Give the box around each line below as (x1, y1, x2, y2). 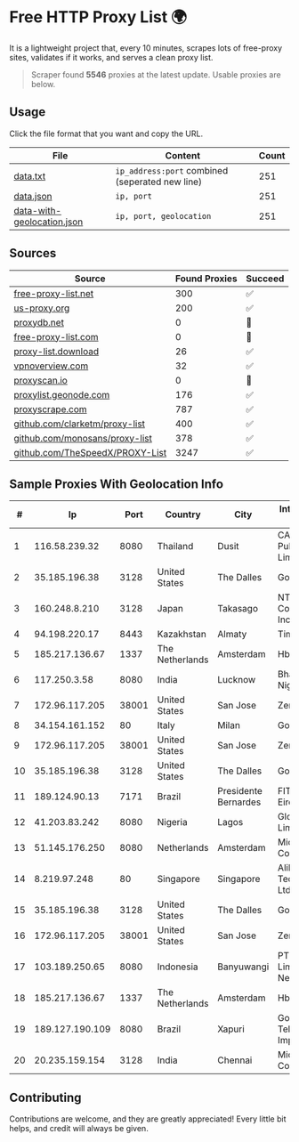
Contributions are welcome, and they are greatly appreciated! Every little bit (9, 1114, 287, 1124)
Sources (9, 246, 57, 261)
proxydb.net (13, 316, 65, 328)
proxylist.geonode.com (13, 388, 110, 401)
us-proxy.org (13, 302, 70, 314)
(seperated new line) (115, 175, 203, 188)
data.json (13, 190, 53, 202)
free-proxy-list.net (13, 287, 94, 299)
